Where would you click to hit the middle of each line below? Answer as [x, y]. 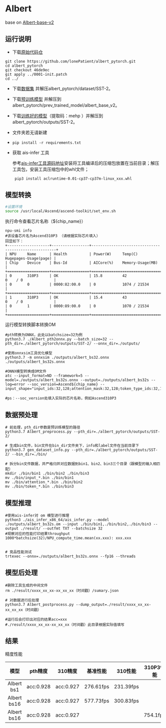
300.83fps [126, 701]
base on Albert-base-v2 [30, 22]
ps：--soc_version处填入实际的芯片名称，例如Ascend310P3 [62, 398]
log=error [15, 385]
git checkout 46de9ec [27, 70]
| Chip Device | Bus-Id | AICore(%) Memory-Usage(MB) [82, 263]
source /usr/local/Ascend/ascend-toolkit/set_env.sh [61, 211]
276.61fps [97, 686]
